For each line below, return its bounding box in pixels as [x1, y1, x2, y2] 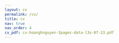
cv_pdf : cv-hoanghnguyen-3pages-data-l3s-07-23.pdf [4, 30, 114, 35]
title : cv [4, 16, 25, 21]
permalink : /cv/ [4, 12, 38, 17]
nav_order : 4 [4, 26, 32, 31]
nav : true [4, 21, 25, 26]
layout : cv [4, 7, 27, 12]
